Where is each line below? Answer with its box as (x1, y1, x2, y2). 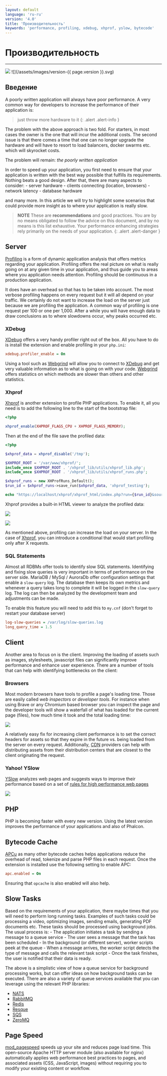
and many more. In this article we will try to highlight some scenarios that (5, 197, 155, 203)
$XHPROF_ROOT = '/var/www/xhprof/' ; (5, 460, 81, 465)
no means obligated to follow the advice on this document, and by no (17, 217, 159, 224)
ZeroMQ (12, 1017, 30, 1023)
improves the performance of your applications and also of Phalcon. (5, 824, 145, 829)
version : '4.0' (5, 16, 37, 21)
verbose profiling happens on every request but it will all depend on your (5, 292, 154, 298)
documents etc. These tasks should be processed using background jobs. (5, 923, 157, 929)
